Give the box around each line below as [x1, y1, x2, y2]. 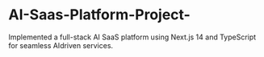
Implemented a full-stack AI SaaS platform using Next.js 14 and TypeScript [8, 32, 257, 42]
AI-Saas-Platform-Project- [8, 6, 191, 24]
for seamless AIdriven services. [8, 40, 114, 50]
